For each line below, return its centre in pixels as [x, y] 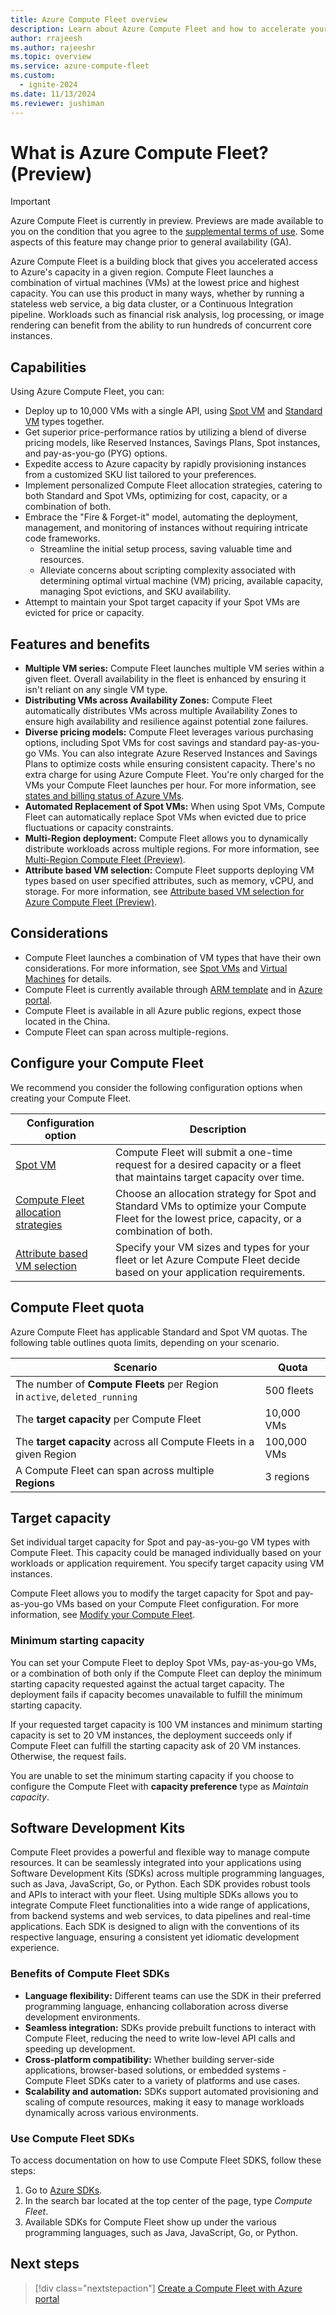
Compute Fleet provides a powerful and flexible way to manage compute [160, 1852]
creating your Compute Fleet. [71, 1098]
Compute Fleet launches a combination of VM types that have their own [173, 957]
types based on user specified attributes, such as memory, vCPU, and [169, 881]
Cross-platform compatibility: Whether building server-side [149, 2059]
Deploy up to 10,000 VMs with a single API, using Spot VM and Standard [173, 411]
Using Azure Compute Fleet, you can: [87, 392]
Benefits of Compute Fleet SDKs [90, 1974]
